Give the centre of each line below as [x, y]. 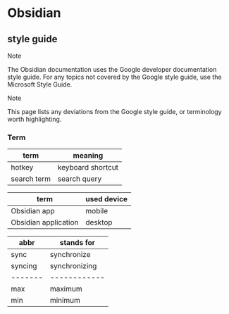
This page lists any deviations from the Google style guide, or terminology [114, 112]
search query [80, 179]
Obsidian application [45, 222]
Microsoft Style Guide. [40, 84]
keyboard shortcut [88, 168]
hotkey [22, 168]
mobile [97, 211]
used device [107, 199]
